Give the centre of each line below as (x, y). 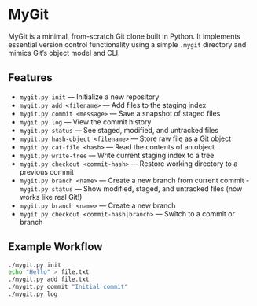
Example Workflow (55, 247)
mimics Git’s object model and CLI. (64, 53)
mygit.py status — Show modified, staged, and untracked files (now (131, 188)
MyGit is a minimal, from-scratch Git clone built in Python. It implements (125, 36)
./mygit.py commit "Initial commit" (68, 287)
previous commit (47, 171)
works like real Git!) (51, 197)
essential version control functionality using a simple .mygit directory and (127, 44)
